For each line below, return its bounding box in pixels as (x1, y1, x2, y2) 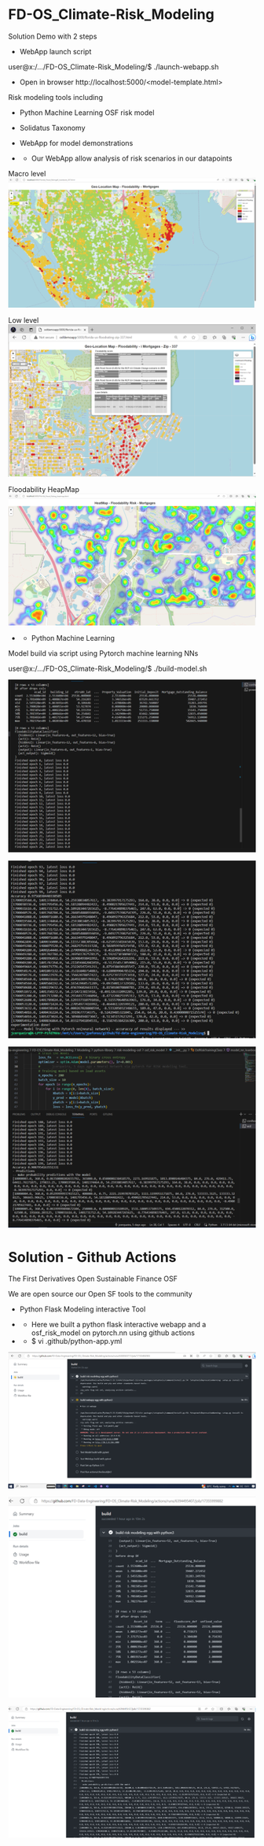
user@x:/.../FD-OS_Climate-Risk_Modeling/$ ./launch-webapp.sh (8, 61, 219, 72)
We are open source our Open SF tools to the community (8, 1289, 192, 1299)
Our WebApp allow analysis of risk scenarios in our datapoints (31, 154, 233, 163)
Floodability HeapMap (8, 484, 80, 494)
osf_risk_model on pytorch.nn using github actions (31, 1328, 195, 1337)
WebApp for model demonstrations (19, 138, 134, 147)
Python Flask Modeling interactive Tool (19, 1304, 146, 1314)
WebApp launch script (19, 46, 92, 56)
